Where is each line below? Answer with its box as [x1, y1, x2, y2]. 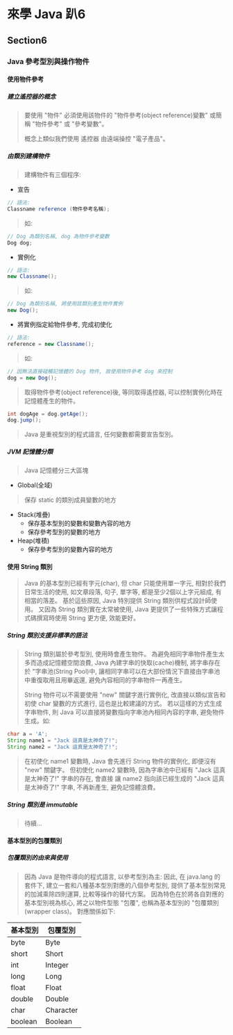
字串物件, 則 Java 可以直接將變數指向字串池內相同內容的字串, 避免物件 [24, 708, 225, 716]
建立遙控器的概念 [7, 92, 56, 101]
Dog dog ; [7, 239, 33, 247]
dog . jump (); [7, 417, 42, 424]
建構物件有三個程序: [24, 171, 81, 179]
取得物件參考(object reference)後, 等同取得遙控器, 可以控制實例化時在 [24, 388, 223, 396]
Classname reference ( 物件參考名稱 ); [7, 206, 110, 213]
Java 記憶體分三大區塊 [24, 466, 89, 474]
